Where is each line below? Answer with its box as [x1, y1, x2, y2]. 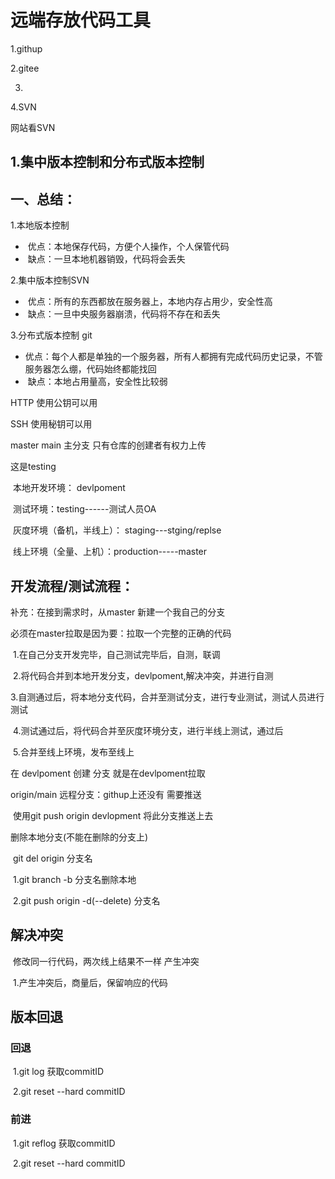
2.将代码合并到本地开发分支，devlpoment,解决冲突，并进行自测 [12, 669, 274, 681]
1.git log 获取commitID [12, 1066, 105, 1078]
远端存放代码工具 [10, 9, 152, 32]
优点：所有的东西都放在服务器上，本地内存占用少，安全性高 [27, 296, 273, 308]
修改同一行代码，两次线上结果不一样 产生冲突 [12, 955, 200, 967]
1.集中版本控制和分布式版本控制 [10, 154, 205, 171]
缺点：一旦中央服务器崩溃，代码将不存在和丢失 [27, 308, 221, 320]
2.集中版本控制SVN [10, 274, 90, 286]
